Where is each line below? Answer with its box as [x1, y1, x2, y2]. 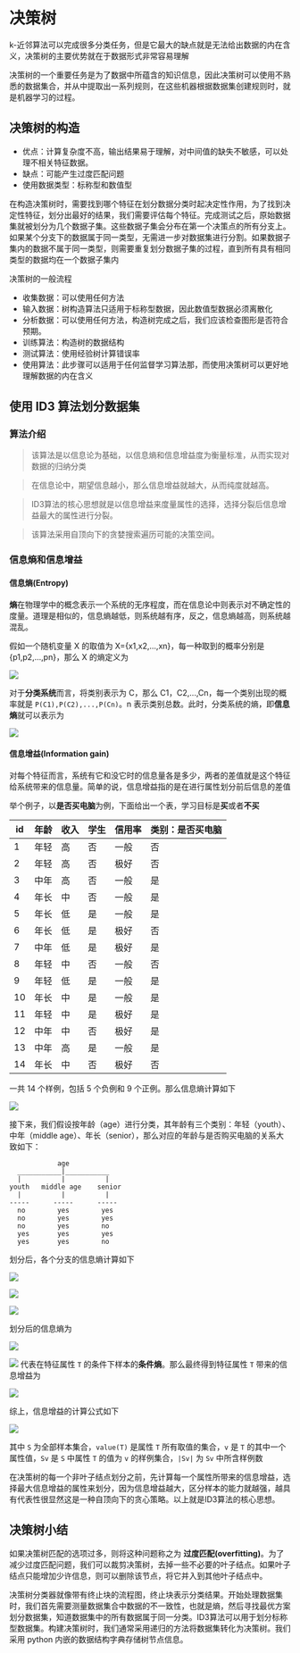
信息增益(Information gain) [9, 748, 110, 759]
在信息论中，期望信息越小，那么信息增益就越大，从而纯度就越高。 [30, 480, 274, 491]
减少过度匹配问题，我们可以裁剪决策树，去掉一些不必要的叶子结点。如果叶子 [9, 1559, 291, 1570]
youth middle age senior [9, 1182, 122, 1191]
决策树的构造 [9, 121, 80, 136]
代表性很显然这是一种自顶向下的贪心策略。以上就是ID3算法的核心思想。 [16, 1493, 280, 1505]
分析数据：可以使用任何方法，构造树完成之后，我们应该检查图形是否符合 [21, 314, 288, 325]
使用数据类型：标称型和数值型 [21, 179, 132, 190]
